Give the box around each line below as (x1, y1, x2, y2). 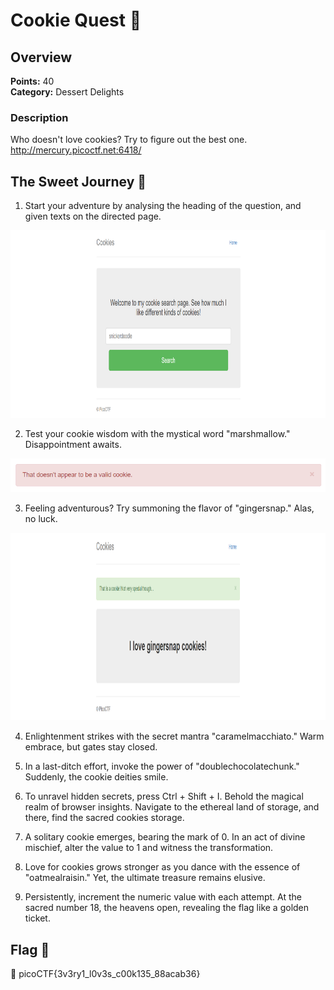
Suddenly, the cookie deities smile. (24, 771, 169, 783)
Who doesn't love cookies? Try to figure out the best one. (10, 134, 248, 146)
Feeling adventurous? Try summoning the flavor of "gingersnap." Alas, (24, 502, 315, 514)
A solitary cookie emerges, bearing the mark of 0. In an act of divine (24, 831, 306, 843)
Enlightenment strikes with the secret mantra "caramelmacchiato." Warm (24, 730, 325, 743)
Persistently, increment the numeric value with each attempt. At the (24, 891, 302, 903)
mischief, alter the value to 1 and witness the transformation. (24, 842, 274, 854)
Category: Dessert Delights (10, 86, 125, 98)
